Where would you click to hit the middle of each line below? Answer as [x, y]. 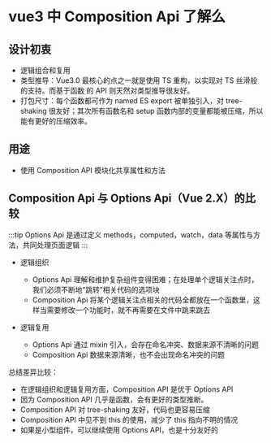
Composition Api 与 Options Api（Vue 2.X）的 [127, 199]
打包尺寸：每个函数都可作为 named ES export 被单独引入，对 [122, 101]
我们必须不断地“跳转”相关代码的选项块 [96, 289]
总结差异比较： [33, 371]
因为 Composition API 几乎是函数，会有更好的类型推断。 [114, 399]
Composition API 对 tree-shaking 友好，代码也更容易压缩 [115, 409]
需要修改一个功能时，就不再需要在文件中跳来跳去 [129, 310]
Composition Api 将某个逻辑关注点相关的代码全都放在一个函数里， [143, 300]
